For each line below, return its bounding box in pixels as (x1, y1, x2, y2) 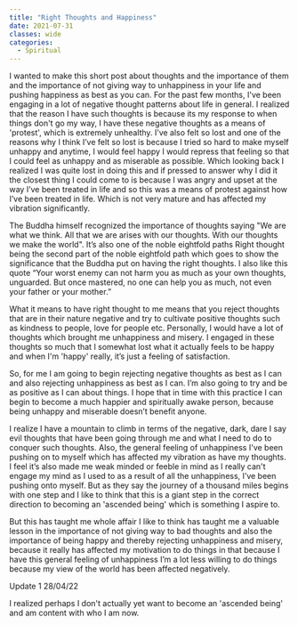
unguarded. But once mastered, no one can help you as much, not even (9, 277, 272, 288)
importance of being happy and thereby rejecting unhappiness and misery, (9, 535, 283, 546)
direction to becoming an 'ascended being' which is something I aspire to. (9, 499, 280, 510)
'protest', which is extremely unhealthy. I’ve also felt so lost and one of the (9, 127, 282, 138)
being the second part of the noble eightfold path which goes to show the (9, 248, 279, 259)
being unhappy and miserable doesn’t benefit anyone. (9, 406, 207, 417)
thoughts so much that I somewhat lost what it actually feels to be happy (9, 342, 275, 353)
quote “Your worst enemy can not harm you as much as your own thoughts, (9, 268, 286, 279)
